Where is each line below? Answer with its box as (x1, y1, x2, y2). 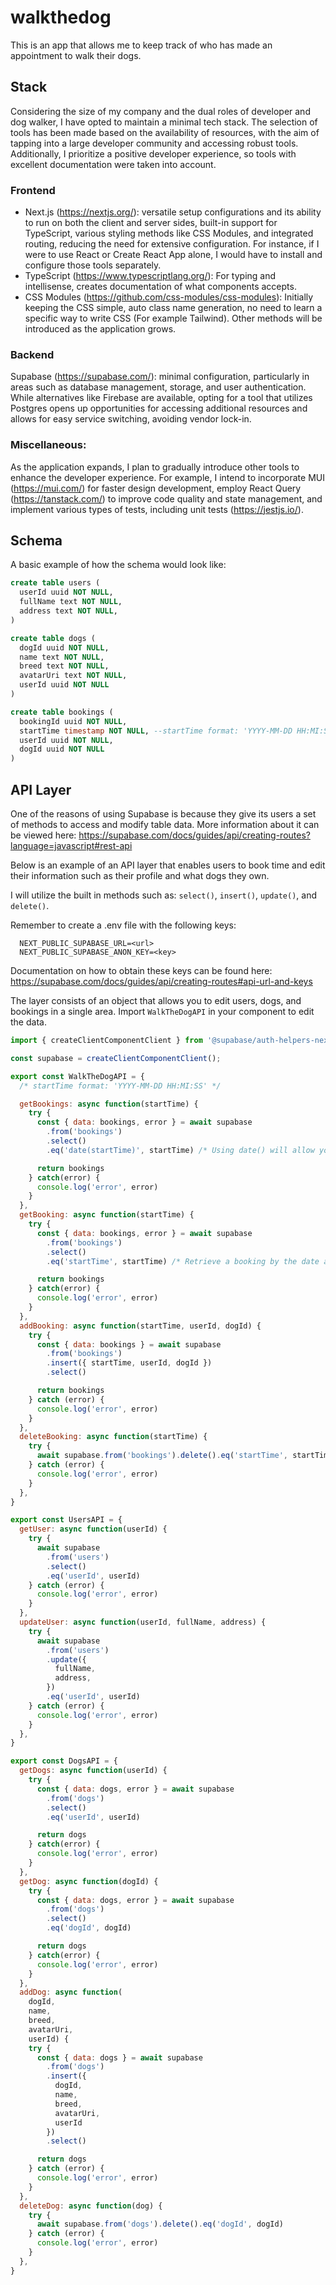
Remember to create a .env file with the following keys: (10, 919, 237, 931)
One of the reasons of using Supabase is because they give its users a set (10, 808, 317, 820)
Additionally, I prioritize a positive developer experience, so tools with (10, 147, 297, 160)
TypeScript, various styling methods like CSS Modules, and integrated (24, 227, 314, 240)
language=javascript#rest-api (10, 840, 133, 852)
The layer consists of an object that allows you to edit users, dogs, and (10, 995, 302, 1007)
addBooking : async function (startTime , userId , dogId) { (19, 1321, 262, 1331)
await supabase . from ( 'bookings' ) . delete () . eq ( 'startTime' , (36, 1451, 288, 1461)
